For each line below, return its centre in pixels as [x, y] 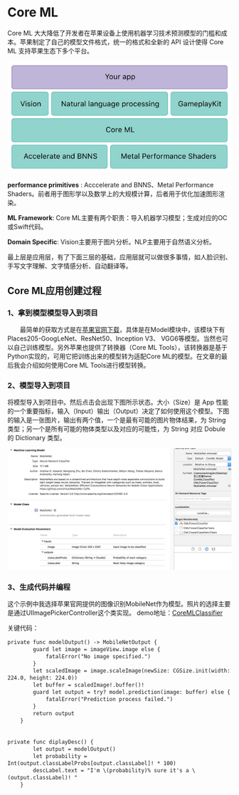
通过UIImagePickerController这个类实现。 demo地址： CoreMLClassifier [118, 613]
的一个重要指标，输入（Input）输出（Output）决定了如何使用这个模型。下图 [118, 411]
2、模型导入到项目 [39, 385]
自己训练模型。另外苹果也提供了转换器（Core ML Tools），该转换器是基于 [120, 348]
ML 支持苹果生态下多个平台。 [51, 51]
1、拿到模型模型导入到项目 [53, 313]
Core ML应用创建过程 [54, 290]
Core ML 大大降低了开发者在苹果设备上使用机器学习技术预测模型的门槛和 [115, 33]
